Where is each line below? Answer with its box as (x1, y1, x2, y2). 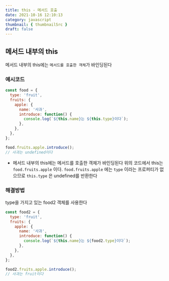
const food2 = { (5, 209, 40, 215)
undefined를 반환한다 (53, 172, 97, 179)
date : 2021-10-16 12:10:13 (5, 12, 63, 17)
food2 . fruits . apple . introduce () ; (5, 267, 77, 272)
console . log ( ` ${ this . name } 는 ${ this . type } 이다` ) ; (24, 116, 129, 121)
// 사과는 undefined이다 (5, 150, 53, 155)
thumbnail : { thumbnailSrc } (5, 22, 68, 27)
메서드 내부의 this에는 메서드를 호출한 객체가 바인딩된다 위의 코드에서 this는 (12, 160, 163, 166)
